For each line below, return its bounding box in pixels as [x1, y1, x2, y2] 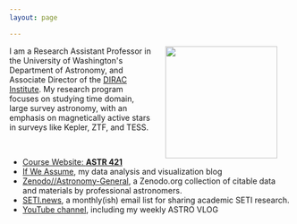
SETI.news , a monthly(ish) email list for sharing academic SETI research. [21, 194, 290, 205]
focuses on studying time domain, [9, 93, 134, 104]
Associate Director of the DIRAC [9, 73, 128, 85]
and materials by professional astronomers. [21, 185, 182, 195]
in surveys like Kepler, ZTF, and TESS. [9, 122, 149, 133]
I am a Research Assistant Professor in [9, 46, 152, 56]
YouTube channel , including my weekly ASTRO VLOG [21, 203, 219, 215]
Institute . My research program [9, 83, 123, 94]
